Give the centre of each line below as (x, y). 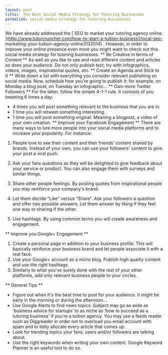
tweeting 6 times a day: (29, 97)
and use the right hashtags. (40, 265)
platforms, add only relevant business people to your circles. (75, 275)
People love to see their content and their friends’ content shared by (83, 143)
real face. (22, 254)
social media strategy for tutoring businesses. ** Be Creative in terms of (79, 54)
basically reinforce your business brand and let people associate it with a (87, 249)
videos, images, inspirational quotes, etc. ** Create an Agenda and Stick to (82, 70)
